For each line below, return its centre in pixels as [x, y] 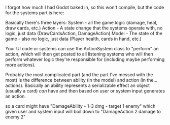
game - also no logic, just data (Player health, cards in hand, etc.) [74, 39]
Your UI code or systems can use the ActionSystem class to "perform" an [82, 49]
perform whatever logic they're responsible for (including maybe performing [85, 59]
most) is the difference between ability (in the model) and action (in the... [81, 80]
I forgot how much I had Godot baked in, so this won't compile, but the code [85, 7]
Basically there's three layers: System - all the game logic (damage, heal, [81, 23]
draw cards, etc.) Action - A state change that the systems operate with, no [84, 28]
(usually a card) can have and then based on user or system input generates [85, 91]
